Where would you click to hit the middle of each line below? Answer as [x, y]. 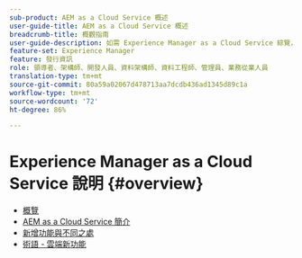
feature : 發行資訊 [41, 59]
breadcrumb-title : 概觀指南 [59, 34]
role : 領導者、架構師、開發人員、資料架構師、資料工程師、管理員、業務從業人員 [139, 68]
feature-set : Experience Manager [72, 51]
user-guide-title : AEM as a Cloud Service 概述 [99, 26]
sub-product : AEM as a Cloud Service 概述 [89, 18]
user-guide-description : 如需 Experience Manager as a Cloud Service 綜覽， [153, 43]
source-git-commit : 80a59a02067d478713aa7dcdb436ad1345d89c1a [128, 85]
